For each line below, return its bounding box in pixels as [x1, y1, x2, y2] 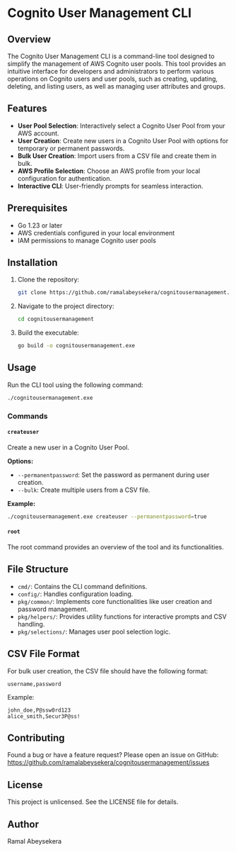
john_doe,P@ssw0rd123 [7, 707, 71, 714]
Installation [7, 257, 58, 269]
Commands [7, 411, 48, 421]
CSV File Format [7, 648, 80, 660]
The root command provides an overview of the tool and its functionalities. [7, 542, 224, 551]
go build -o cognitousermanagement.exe [17, 342, 136, 349]
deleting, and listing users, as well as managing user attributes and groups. [7, 82, 226, 90]
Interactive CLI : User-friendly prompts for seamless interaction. [17, 181, 203, 190]
